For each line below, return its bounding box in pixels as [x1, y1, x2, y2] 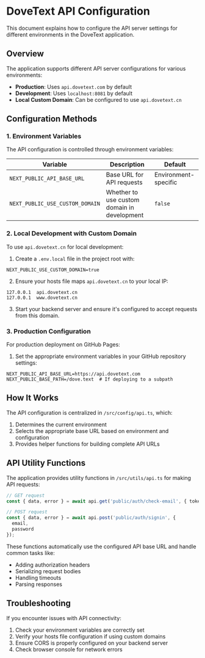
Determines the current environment [15, 421, 107, 428]
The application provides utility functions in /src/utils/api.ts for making [6, 474, 191, 481]
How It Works [6, 393, 59, 403]
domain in [106, 203, 134, 212]
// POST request [6, 509, 48, 515]
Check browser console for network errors [15, 645, 123, 653]
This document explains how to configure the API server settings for [6, 24, 178, 32]
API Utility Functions [6, 458, 86, 468]
